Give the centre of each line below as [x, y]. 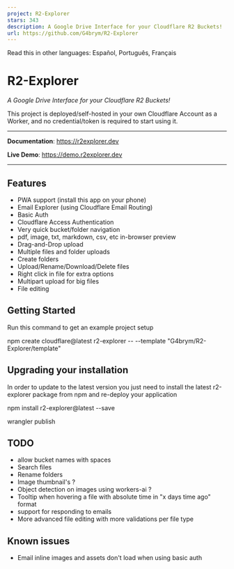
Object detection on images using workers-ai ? [84, 490]
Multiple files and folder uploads [63, 252]
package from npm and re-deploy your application [105, 394]
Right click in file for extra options [65, 274]
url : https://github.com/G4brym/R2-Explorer [73, 33]
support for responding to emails [64, 512]
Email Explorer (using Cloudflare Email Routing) [85, 207]
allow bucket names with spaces [64, 460]
